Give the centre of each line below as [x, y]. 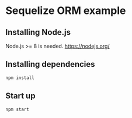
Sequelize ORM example [66, 11]
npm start [18, 109]
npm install [20, 78]
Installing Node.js [38, 32]
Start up [20, 96]
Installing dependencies [50, 64]
